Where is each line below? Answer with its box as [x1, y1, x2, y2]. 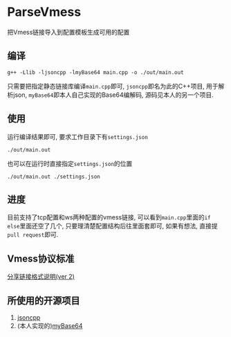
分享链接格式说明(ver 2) [7, 273, 75, 281]
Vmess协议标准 [7, 253, 75, 264]
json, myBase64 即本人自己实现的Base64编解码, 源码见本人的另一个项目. [12, 91, 214, 99]
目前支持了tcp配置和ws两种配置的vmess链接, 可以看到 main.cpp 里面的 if [7, 213, 211, 221]
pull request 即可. [7, 230, 59, 239]
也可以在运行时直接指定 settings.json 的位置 [7, 159, 133, 167]
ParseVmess [7, 4, 82, 20]
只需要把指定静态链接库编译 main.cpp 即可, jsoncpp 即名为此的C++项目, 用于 [7, 82, 219, 90]
